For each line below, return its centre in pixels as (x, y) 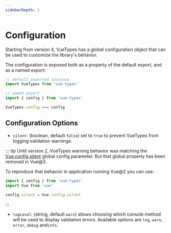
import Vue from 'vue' (29, 186)
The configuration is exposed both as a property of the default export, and (83, 65)
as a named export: (26, 70)
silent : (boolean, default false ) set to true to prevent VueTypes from (86, 135)
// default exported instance (38, 80)
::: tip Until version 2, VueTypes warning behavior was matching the (76, 150)
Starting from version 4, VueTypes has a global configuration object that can (86, 49)
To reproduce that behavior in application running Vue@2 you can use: (80, 171)
